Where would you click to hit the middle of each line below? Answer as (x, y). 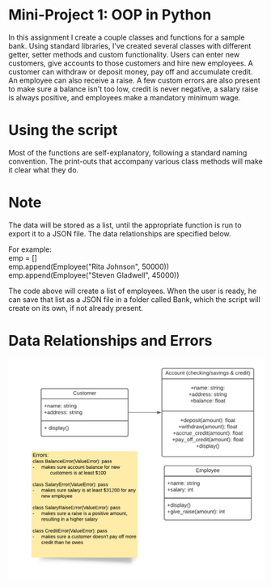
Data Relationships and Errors (110, 341)
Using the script (63, 130)
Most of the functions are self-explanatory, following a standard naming (128, 152)
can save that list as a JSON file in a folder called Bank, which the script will (134, 299)
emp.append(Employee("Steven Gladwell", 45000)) (94, 275)
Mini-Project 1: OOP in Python (110, 15)
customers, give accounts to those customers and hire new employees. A (131, 63)
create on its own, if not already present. (76, 308)
